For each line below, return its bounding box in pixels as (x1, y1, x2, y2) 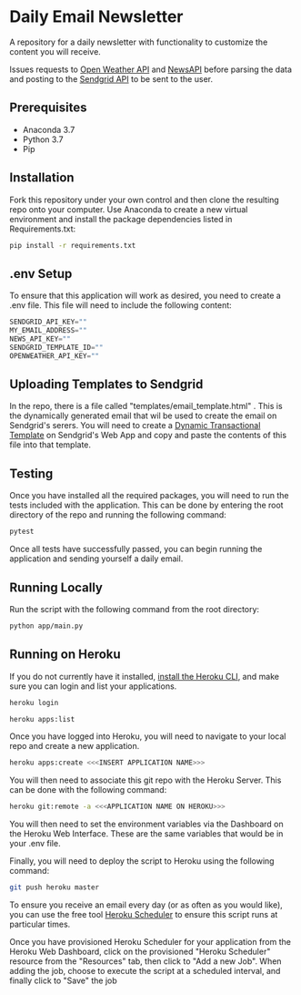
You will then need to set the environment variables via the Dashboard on (9, 818, 284, 830)
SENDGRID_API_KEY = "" (9, 317, 88, 327)
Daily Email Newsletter (9, 6, 184, 27)
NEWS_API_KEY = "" (9, 334, 71, 344)
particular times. (9, 918, 71, 929)
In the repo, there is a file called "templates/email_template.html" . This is (9, 401, 284, 412)
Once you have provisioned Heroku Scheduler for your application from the (9, 937, 291, 947)
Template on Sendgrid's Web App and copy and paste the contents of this (9, 430, 287, 441)
